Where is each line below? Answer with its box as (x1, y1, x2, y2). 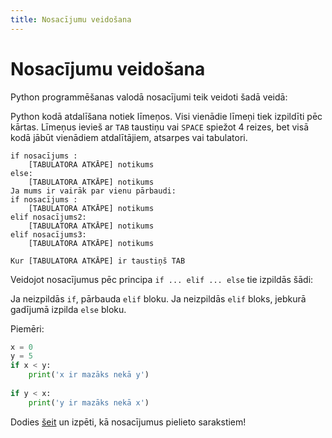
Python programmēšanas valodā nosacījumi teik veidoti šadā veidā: (10, 91, 288, 103)
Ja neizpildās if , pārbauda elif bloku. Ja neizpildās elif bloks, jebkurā (10, 292, 307, 305)
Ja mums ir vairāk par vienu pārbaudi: (10, 186, 177, 196)
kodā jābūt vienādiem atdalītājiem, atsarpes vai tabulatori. (10, 131, 248, 143)
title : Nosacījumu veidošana (10, 14, 132, 25)
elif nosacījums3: (10, 229, 87, 240)
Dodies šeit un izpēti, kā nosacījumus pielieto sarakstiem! (10, 416, 247, 428)
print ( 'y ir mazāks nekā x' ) (28, 397, 150, 408)
